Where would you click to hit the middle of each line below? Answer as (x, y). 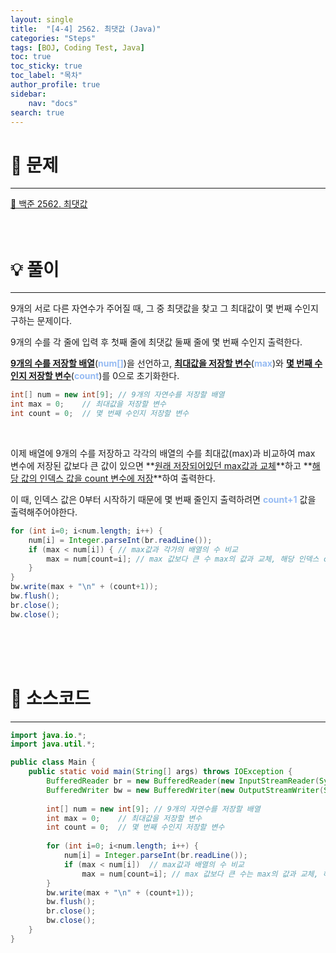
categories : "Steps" (53, 38)
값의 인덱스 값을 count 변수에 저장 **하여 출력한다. (118, 478)
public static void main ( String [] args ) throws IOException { (160, 772)
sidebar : (28, 94)
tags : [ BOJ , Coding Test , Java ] (77, 47)
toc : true (31, 57)
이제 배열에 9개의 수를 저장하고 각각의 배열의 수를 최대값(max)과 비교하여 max (163, 453)
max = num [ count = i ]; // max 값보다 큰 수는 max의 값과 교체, (200, 874)
